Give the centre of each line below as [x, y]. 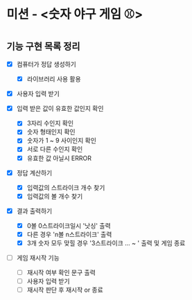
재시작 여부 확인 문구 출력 [61, 273]
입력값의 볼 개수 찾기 [55, 196]
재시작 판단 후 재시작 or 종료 [65, 290]
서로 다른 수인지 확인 [55, 149]
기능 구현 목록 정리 [43, 46]
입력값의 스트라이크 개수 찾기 [66, 187]
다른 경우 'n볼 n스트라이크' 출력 [69, 234]
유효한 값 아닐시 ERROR [59, 158]
